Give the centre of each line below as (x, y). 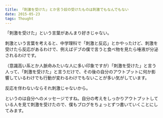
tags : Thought (19, 18)
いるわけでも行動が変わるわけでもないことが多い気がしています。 (83, 78)
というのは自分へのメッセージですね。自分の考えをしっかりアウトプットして (82, 99)
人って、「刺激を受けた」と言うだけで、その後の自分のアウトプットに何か (78, 72)
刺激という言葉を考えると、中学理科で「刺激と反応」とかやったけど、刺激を (81, 43)
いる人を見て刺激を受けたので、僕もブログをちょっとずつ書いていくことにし (81, 104)
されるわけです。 (22, 55)
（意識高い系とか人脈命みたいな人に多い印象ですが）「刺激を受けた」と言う (81, 66)
